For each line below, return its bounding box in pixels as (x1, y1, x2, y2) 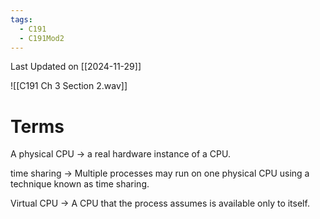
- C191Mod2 (19, 33, 65, 43)
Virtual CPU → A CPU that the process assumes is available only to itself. (10, 197, 310, 210)
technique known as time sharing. (10, 178, 150, 190)
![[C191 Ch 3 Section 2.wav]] (10, 80, 128, 92)
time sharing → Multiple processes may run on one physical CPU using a (10, 167, 310, 180)
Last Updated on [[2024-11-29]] (10, 61, 142, 73)
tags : (10, 14, 33, 25)
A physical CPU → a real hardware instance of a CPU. (10, 148, 231, 160)
